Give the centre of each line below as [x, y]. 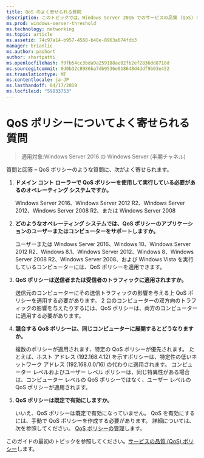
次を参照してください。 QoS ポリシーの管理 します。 [80, 428]
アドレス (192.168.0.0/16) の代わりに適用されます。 [107, 364]
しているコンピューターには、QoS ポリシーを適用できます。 [90, 267]
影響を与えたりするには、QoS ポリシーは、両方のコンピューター [117, 308]
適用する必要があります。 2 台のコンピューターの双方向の [108, 300]
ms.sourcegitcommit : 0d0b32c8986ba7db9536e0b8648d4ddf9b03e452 [88, 69]
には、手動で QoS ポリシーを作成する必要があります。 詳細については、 [105, 420]
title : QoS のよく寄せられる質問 [44, 12]
